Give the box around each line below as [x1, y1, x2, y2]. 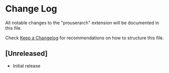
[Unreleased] [5, 49, 48, 58]
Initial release [12, 62, 40, 68]
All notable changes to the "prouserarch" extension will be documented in [5, 20, 159, 26]
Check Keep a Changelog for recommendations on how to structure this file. [5, 35, 164, 41]
